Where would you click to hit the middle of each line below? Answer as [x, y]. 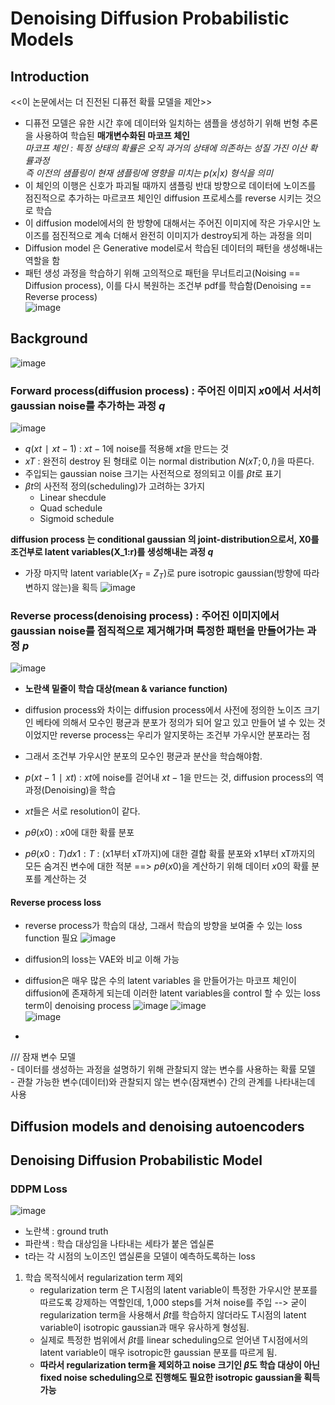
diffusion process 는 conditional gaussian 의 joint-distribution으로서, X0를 [165, 539]
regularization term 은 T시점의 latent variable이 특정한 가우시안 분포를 [178, 1290]
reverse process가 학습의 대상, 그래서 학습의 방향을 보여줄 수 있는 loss [163, 926]
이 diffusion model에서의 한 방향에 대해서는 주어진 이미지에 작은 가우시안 [167, 223]
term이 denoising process [78, 1006]
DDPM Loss [39, 1189]
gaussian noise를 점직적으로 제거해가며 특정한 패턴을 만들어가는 [157, 630]
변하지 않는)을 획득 [61, 587]
